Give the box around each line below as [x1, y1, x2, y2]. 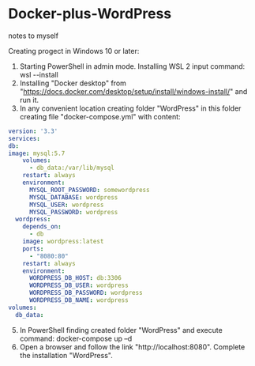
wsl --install [19, 70, 59, 79]
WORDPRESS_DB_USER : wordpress [28, 281, 129, 289]
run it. [19, 95, 39, 104]
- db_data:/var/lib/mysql [28, 164, 114, 172]
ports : [22, 244, 44, 253]
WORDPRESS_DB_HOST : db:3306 [28, 274, 122, 282]
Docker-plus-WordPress [8, 5, 172, 23]
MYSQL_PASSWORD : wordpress [28, 208, 118, 216]
